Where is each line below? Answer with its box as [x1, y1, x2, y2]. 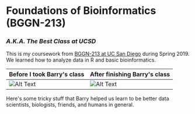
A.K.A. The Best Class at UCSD [6, 37, 96, 45]
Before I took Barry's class [9, 70, 85, 79]
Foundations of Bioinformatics [6, 4, 156, 17]
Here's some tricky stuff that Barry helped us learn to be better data [6, 95, 169, 102]
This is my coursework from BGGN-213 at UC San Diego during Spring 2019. [6, 51, 190, 58]
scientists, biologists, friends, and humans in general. [6, 101, 134, 108]
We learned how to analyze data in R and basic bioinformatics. [6, 56, 156, 63]
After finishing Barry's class [90, 70, 170, 79]
